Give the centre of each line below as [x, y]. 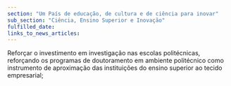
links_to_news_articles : [44, 33]
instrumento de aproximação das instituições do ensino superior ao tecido [115, 68]
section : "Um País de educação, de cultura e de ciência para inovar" [113, 14]
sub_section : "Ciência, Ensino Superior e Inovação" [86, 20]
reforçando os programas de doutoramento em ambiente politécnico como [115, 61]
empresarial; [25, 76]
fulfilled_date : [31, 27]
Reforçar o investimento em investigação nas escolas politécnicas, [104, 53]
